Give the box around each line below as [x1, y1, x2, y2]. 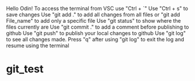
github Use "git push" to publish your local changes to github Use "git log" [6, 30, 186, 37]
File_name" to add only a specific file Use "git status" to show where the [6, 17, 181, 24]
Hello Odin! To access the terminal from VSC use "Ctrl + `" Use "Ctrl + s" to [6, 5, 189, 12]
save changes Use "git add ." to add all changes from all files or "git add [6, 11, 180, 18]
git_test [6, 62, 44, 76]
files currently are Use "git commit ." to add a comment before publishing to [6, 23, 189, 30]
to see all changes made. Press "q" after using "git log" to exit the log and [6, 36, 184, 43]
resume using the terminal [6, 42, 69, 49]
